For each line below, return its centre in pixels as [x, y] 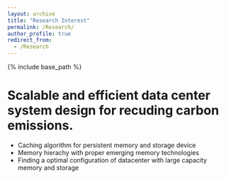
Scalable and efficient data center [109, 96]
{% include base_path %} [45, 67]
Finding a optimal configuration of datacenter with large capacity [112, 160]
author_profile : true [39, 34]
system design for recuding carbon [113, 111]
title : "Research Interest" [49, 21]
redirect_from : [30, 40]
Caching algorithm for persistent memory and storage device [107, 145]
